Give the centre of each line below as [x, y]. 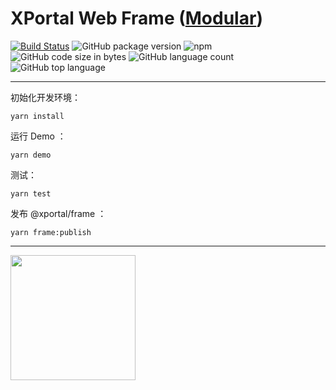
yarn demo [31, 155]
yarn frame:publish [51, 232]
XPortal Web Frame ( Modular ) [136, 18]
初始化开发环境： [45, 97]
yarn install [37, 116]
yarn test [31, 193]
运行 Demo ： [38, 136]
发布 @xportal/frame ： [58, 213]
